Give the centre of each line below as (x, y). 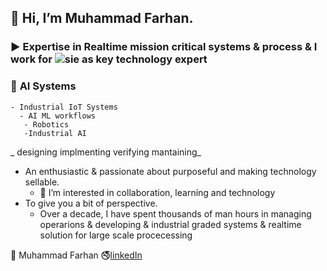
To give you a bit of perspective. (91, 203)
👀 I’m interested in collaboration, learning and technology (157, 192)
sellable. (42, 182)
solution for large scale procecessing (116, 235)
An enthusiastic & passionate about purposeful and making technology (170, 171)
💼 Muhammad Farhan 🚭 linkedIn (76, 255)
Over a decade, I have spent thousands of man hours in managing (175, 213)
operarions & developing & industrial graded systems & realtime (170, 224)
